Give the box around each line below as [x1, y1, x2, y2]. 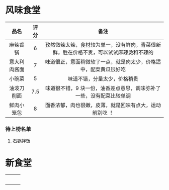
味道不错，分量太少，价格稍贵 [67, 75, 138, 82]
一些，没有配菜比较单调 [75, 92, 131, 99]
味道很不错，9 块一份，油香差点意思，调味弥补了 [45, 84, 161, 91]
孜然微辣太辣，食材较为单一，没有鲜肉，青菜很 [45, 41, 156, 48]
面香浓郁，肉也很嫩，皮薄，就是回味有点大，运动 [45, 102, 161, 109]
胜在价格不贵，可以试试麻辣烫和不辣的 [62, 49, 153, 56]
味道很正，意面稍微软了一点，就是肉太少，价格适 [45, 58, 161, 65]
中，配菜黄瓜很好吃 [80, 66, 126, 73]
